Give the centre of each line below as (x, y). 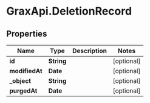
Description (90, 51)
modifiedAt (26, 71)
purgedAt (23, 91)
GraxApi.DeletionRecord (69, 11)
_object (20, 81)
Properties (27, 34)
